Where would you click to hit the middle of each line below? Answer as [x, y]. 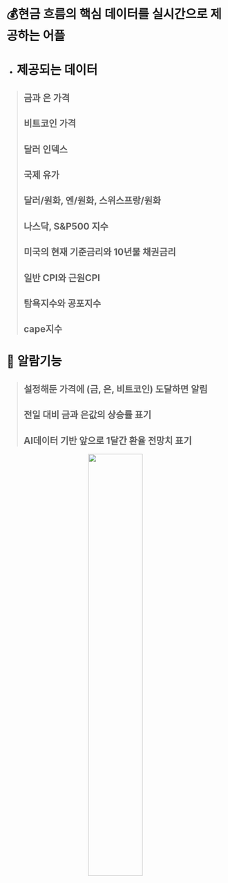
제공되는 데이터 [57, 70]
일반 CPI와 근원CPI [62, 278]
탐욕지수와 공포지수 [62, 303]
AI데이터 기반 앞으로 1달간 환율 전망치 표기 [107, 440]
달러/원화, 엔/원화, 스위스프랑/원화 [92, 200]
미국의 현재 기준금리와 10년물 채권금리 [100, 252]
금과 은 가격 [47, 98]
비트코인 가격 [50, 124]
